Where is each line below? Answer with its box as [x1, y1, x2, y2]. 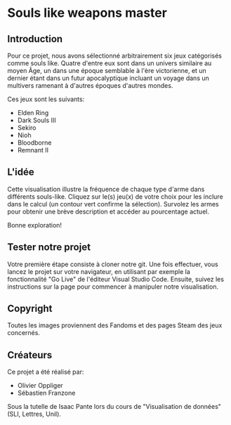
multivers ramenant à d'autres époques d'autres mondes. [7, 81, 173, 89]
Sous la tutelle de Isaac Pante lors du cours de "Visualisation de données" [7, 403, 221, 411]
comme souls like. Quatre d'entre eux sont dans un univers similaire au [7, 59, 212, 67]
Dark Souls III [17, 116, 56, 124]
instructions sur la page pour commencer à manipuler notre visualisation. [7, 282, 219, 291]
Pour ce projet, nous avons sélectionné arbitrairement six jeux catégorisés [7, 51, 223, 60]
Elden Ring [17, 109, 49, 117]
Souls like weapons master [7, 5, 167, 21]
